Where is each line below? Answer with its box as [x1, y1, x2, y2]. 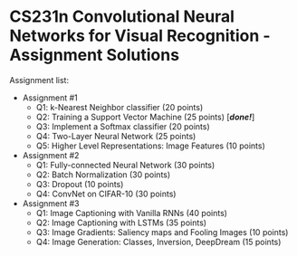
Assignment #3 [22, 197, 80, 209]
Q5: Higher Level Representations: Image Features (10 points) [35, 140, 265, 151]
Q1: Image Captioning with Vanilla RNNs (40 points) [35, 207, 228, 218]
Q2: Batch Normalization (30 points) [35, 169, 171, 180]
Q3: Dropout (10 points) [35, 178, 124, 189]
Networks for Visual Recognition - [9, 25, 271, 46]
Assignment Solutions [9, 45, 179, 65]
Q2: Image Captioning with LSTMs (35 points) [35, 217, 206, 228]
